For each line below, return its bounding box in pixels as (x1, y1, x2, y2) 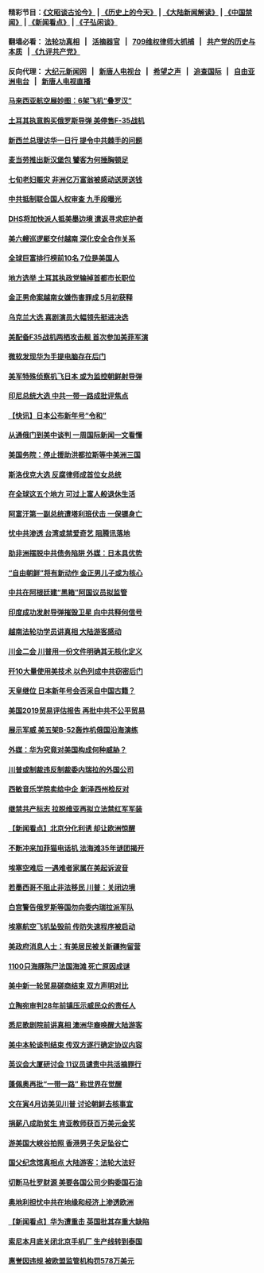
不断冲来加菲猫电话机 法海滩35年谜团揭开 (8, 843, 145, 853)
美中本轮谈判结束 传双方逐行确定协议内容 (8, 1039, 143, 1049)
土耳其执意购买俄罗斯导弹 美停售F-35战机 (8, 115, 145, 125)
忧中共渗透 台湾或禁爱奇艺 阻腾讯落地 (8, 528, 130, 538)
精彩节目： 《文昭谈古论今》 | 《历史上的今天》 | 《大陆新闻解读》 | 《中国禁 (8, 7, 253, 17)
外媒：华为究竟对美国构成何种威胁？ (8, 745, 127, 754)
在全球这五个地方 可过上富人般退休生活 (8, 489, 136, 499)
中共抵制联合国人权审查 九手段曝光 (8, 195, 122, 204)
